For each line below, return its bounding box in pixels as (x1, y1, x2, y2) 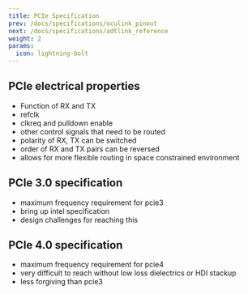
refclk (19, 109, 40, 119)
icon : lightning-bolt (15, 49, 89, 58)
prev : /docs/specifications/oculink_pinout (8, 19, 158, 28)
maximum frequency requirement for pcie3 (19, 198, 164, 207)
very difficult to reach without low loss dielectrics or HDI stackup (19, 268, 237, 278)
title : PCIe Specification (8, 11, 100, 20)
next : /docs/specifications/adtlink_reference (8, 27, 169, 35)
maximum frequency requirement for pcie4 (19, 260, 165, 270)
